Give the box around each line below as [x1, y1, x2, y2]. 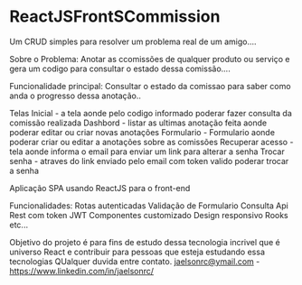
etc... [9, 219, 29, 230]
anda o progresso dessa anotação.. [9, 90, 142, 101]
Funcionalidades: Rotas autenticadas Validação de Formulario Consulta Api [9, 200, 289, 211]
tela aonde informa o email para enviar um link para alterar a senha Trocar [9, 146, 285, 157]
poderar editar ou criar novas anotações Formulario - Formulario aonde [9, 126, 276, 137]
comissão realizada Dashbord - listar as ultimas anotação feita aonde [9, 117, 268, 128]
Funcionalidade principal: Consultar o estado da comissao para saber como [9, 80, 291, 91]
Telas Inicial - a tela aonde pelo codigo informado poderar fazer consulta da [9, 107, 292, 118]
